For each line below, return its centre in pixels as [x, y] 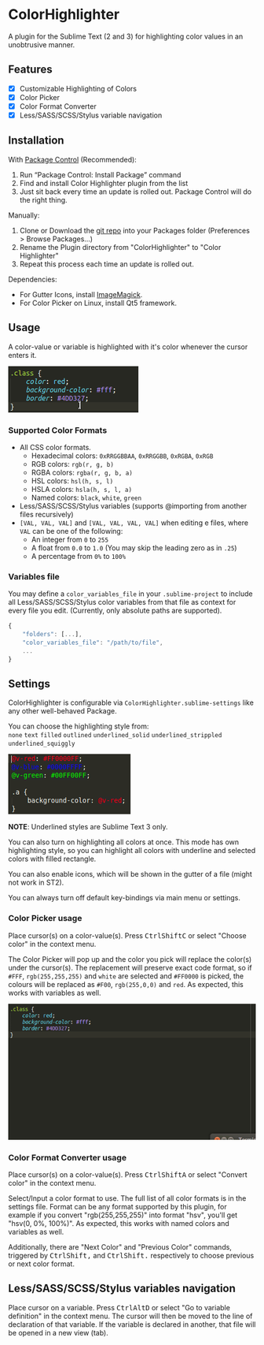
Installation [36, 141]
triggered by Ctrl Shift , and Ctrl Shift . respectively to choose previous [131, 1256]
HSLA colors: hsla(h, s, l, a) [81, 489]
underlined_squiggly [42, 744]
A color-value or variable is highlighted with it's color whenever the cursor [128, 346]
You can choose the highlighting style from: [79, 726]
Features [30, 70]
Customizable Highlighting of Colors [78, 88]
